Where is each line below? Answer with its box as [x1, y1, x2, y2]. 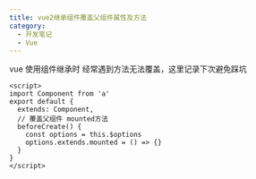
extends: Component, [17, 105, 94, 115]
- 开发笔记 [17, 30, 53, 38]
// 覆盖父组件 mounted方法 [17, 115, 109, 124]
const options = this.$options [25, 131, 142, 140]
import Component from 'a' [9, 89, 110, 98]
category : [9, 21, 47, 30]
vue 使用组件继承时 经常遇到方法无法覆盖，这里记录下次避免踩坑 [9, 64, 248, 74]
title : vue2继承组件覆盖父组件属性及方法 [9, 13, 148, 22]
